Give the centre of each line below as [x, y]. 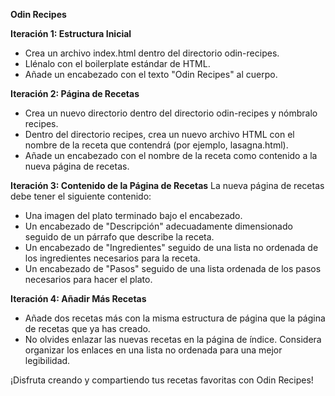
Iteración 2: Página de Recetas [75, 93]
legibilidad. [47, 360]
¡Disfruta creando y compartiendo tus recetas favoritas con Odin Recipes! [162, 380]
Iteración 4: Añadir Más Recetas [78, 298]
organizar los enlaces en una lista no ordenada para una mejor [153, 350]
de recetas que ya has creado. [87, 328]
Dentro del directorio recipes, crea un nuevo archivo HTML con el [159, 134]
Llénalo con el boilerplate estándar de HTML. [117, 63]
